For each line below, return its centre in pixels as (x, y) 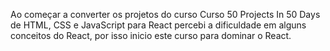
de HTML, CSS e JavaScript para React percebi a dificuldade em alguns (158, 25)
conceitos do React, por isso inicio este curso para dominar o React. (151, 35)
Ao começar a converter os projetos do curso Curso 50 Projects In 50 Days (165, 14)
